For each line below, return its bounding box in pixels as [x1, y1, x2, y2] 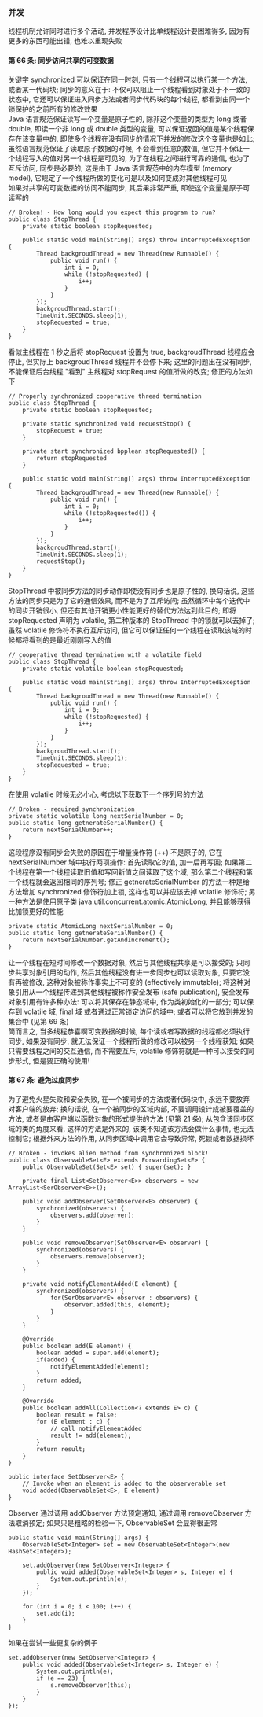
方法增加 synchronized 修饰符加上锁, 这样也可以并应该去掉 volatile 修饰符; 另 [8, 886, 256, 896]
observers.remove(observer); [49, 1252, 146, 1260]
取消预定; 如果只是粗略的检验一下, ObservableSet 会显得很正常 [14, 1518, 217, 1527]
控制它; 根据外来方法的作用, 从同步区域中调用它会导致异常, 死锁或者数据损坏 [8, 1133, 254, 1143]
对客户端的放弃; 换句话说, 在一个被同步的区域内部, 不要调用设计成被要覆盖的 [8, 1104, 254, 1114]
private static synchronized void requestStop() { [22, 419, 192, 428]
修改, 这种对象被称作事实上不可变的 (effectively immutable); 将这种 [28, 977, 244, 986]
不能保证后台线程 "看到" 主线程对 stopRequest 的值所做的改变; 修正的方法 [8, 367, 246, 376]
